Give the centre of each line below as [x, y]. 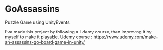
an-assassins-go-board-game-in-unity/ [45, 42]
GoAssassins [32, 9]
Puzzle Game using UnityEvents [37, 22]
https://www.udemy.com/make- [126, 37]
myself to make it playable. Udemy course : [49, 37]
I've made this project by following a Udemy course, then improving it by [78, 32]
